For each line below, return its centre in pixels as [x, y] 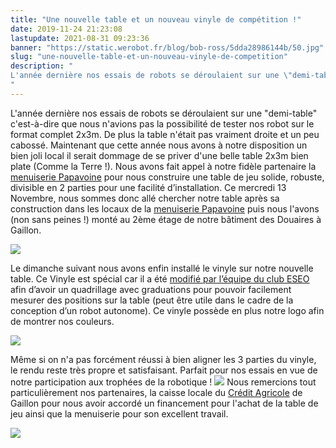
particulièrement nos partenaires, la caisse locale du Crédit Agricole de [156, 392]
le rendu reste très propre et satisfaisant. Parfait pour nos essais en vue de [164, 370]
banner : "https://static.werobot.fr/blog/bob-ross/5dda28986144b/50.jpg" [167, 47]
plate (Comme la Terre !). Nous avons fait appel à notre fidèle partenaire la [163, 166]
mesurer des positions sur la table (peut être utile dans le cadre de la [152, 300]
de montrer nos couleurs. [62, 321]
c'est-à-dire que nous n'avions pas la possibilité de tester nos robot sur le [162, 123]
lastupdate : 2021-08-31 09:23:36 [80, 38]
